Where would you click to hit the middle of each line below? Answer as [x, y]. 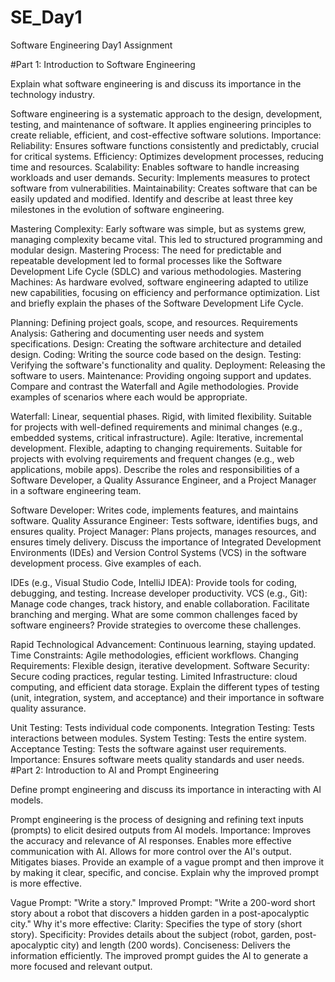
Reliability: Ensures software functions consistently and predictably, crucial [165, 145]
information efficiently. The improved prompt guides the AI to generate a [159, 955]
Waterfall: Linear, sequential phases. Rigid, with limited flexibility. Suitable [161, 416]
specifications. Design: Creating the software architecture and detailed [156, 343]
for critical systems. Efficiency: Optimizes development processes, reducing [167, 156]
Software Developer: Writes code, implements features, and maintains [154, 510]
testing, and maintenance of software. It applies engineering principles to [161, 124]
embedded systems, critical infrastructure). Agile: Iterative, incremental [157, 437]
